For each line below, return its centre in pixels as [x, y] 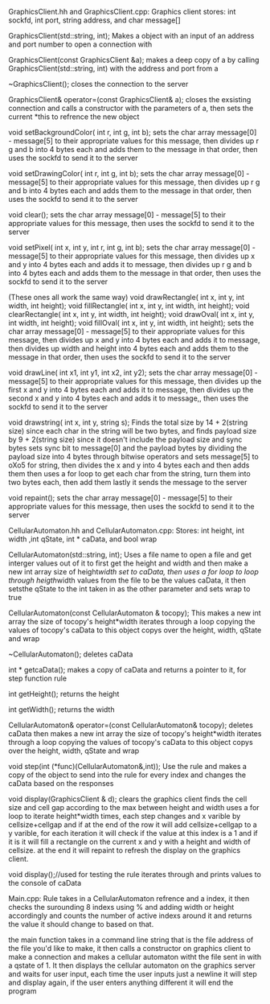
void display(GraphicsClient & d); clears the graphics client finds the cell [128, 799]
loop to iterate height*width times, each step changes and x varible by [125, 816]
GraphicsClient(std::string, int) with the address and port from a [113, 68]
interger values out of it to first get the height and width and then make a [129, 563]
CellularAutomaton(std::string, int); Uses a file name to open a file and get [130, 555]
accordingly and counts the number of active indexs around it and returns [130, 916]
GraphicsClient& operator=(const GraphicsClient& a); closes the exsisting [130, 99]
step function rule [37, 678]
